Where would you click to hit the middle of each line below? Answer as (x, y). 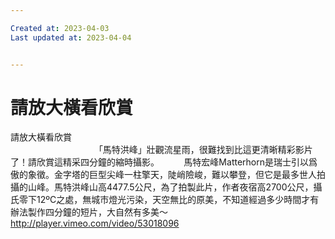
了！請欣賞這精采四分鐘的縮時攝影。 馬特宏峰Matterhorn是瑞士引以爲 (164, 162)
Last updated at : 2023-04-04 (71, 37)
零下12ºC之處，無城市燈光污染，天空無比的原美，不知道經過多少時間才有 (169, 200)
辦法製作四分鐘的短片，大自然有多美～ (89, 212)
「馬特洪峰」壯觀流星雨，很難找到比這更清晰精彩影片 (203, 150)
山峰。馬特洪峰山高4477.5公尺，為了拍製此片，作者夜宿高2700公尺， (170, 187)
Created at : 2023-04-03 (60, 28)
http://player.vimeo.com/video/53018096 (95, 223)
